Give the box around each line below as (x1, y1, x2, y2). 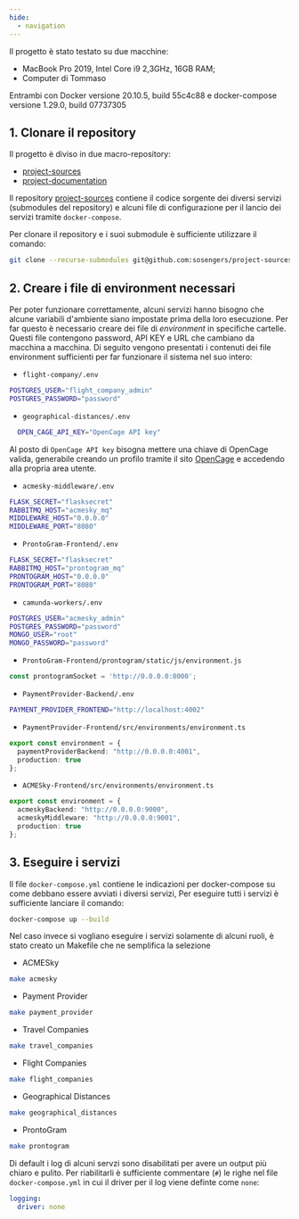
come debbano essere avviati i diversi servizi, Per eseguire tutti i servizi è (9, 888, 279, 899)
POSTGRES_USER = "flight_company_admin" (9, 386, 153, 395)
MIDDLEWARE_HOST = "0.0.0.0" (9, 514, 109, 523)
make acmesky (9, 975, 58, 984)
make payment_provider (9, 1009, 93, 1017)
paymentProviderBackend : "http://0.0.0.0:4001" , (17, 746, 201, 756)
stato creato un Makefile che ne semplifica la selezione (9, 940, 211, 951)
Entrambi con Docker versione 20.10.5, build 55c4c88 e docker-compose (9, 90, 278, 101)
